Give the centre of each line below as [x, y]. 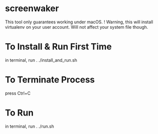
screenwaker [32, 8]
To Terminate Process [50, 80]
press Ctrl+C [18, 93]
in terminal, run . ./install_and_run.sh [41, 60]
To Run [19, 113]
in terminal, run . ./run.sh [30, 126]
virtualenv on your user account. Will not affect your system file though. [77, 27]
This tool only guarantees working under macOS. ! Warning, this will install [79, 22]
